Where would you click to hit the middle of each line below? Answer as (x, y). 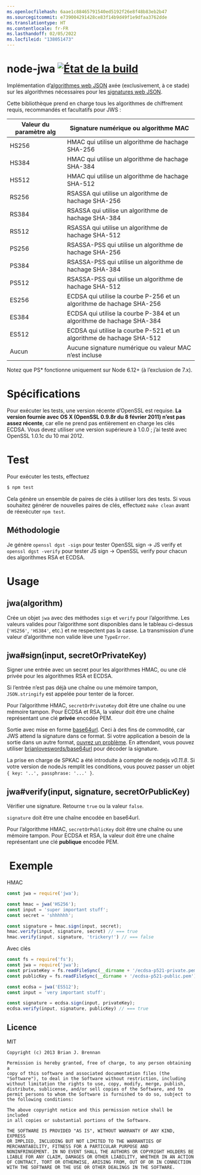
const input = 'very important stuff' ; (56, 992)
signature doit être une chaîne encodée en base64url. (73, 818)
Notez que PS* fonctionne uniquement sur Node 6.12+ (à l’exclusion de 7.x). (100, 370)
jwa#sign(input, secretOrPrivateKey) (77, 655)
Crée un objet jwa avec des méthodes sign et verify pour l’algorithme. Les (98, 617)
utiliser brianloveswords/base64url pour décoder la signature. (83, 749)
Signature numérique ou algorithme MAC (129, 128)
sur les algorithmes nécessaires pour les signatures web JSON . (85, 92)
